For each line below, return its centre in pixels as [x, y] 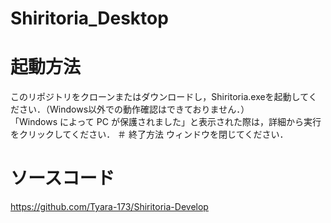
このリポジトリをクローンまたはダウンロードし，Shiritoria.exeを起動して [159, 97]
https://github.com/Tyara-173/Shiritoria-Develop [109, 207]
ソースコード [62, 178]
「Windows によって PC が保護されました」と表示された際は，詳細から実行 [166, 122]
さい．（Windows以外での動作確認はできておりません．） [134, 109]
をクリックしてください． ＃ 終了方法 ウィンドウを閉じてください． [149, 134]
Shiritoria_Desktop [89, 18]
